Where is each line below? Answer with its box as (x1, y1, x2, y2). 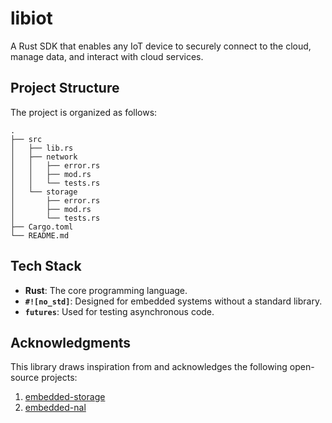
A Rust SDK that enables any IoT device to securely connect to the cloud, (10, 40, 312, 52)
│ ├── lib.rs (10, 143, 74, 153)
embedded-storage (24, 391, 106, 403)
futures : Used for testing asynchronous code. (24, 305, 215, 317)
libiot (10, 7, 53, 30)
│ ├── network (10, 152, 78, 162)
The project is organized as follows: (10, 106, 158, 118)
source (10, 372, 40, 384)
